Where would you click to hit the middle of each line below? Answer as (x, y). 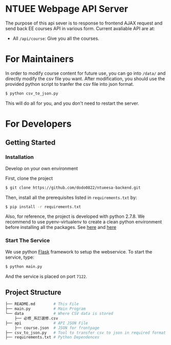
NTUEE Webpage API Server (67, 9)
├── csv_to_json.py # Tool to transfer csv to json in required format (86, 333)
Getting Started (30, 143)
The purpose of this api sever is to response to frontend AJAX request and (84, 23)
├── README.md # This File (42, 304)
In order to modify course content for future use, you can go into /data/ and (85, 73)
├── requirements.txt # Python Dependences (52, 337)
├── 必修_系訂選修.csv (36, 318)
